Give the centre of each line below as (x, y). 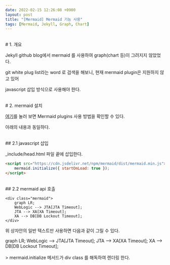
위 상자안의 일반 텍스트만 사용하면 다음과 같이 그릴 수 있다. (62, 231)
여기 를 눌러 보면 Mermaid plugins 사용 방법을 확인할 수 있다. (65, 117)
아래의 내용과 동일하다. (28, 127)
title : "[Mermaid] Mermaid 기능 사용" (44, 19)
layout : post (19, 15)
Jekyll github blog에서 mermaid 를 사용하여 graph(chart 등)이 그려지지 (76, 55)
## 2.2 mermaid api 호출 (30, 188)
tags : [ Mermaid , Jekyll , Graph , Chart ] (47, 24)
